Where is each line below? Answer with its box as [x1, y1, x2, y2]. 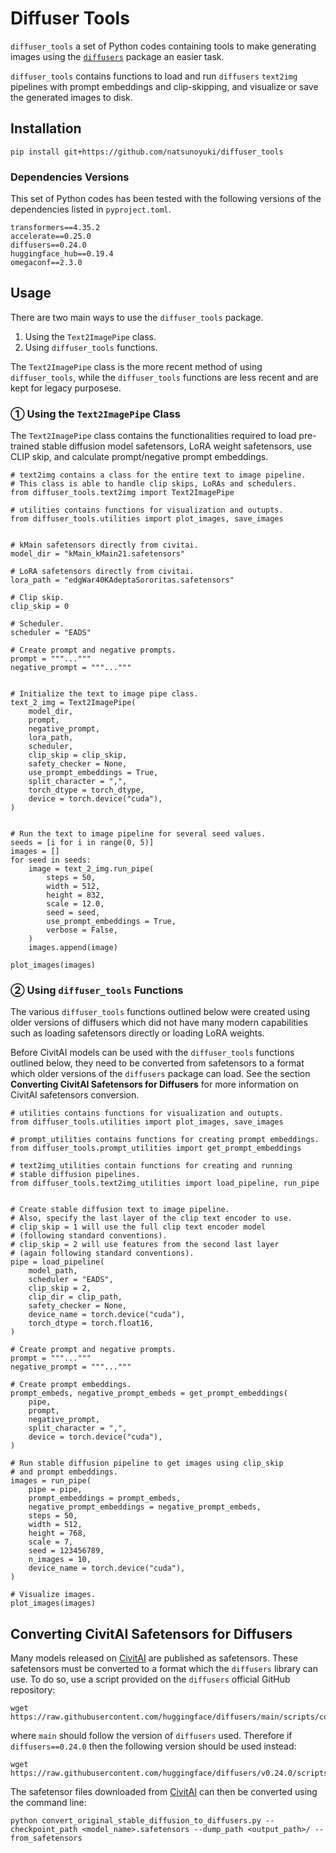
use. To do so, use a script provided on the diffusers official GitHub [10, 1673, 291, 1686]
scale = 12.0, [46, 899, 105, 909]
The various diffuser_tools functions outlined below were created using [10, 1006, 311, 1018]
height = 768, [28, 1528, 87, 1539]
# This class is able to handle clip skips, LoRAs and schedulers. [10, 479, 298, 489]
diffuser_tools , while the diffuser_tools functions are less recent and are [10, 371, 319, 383]
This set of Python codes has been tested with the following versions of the [10, 193, 322, 205]
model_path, [28, 1266, 78, 1276]
